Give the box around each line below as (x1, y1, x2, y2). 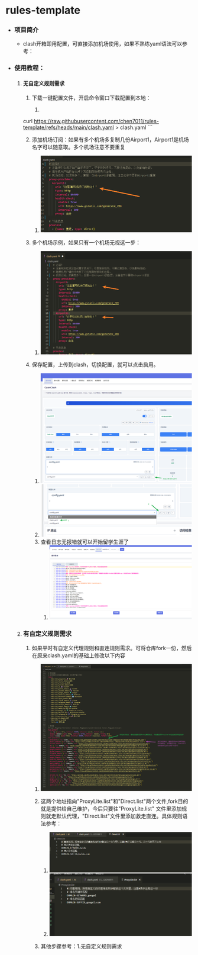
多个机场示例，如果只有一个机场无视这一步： (31, 239, 141, 246)
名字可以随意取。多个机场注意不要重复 (31, 143, 125, 150)
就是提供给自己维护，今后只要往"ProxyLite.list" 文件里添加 (40, 805, 182, 812)
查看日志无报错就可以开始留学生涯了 (40, 538, 129, 545)
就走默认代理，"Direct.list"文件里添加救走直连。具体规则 (46, 812, 183, 819)
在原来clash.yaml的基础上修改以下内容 (31, 652, 125, 659)
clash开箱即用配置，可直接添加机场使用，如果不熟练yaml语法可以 (22, 40, 183, 47)
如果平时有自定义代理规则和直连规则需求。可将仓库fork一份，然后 (31, 644, 192, 651)
